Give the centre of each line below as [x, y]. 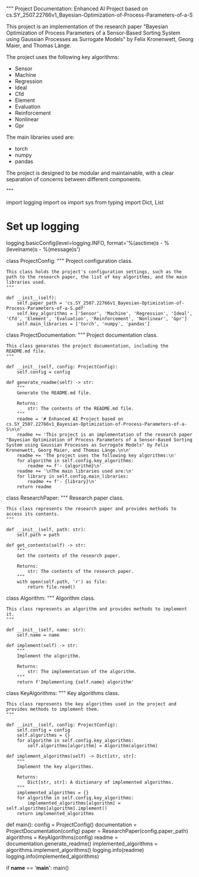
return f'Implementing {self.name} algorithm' [75, 682]
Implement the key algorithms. [56, 766]
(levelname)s [22, 249]
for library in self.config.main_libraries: [73, 476]
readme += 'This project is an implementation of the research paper [105, 435]
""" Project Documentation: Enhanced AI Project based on [77, 9]
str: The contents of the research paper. [81, 571]
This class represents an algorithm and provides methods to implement [97, 609]
